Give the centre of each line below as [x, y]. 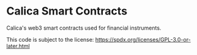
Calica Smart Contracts [67, 11]
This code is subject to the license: [50, 39]
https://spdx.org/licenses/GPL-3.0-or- [143, 39]
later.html [18, 46]
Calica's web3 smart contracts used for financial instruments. [84, 28]
